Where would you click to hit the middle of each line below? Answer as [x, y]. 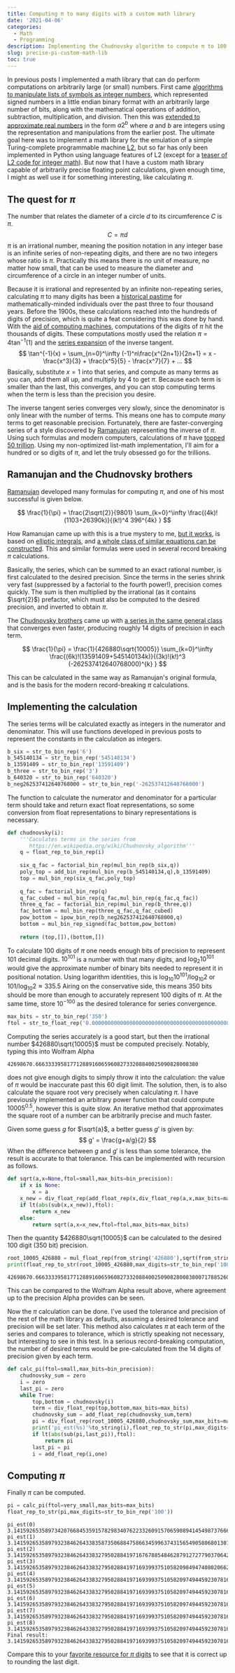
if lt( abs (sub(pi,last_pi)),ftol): [84, 1434]
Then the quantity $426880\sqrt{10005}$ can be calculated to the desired [114, 1238]
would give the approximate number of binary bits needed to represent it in [115, 968]
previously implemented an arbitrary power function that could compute [111, 1099]
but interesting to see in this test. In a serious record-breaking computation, [116, 1341]
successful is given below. [45, 499]
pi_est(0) [22, 1524]
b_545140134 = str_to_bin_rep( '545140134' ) [72, 758]
